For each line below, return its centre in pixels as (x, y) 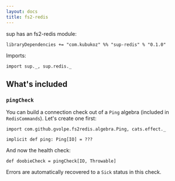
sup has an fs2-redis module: (42, 33)
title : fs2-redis (27, 17)
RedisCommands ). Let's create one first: (51, 119)
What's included (37, 84)
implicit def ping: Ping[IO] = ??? (49, 140)
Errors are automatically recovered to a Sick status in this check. (84, 172)
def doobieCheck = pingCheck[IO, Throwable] (61, 161)
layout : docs (22, 11)
